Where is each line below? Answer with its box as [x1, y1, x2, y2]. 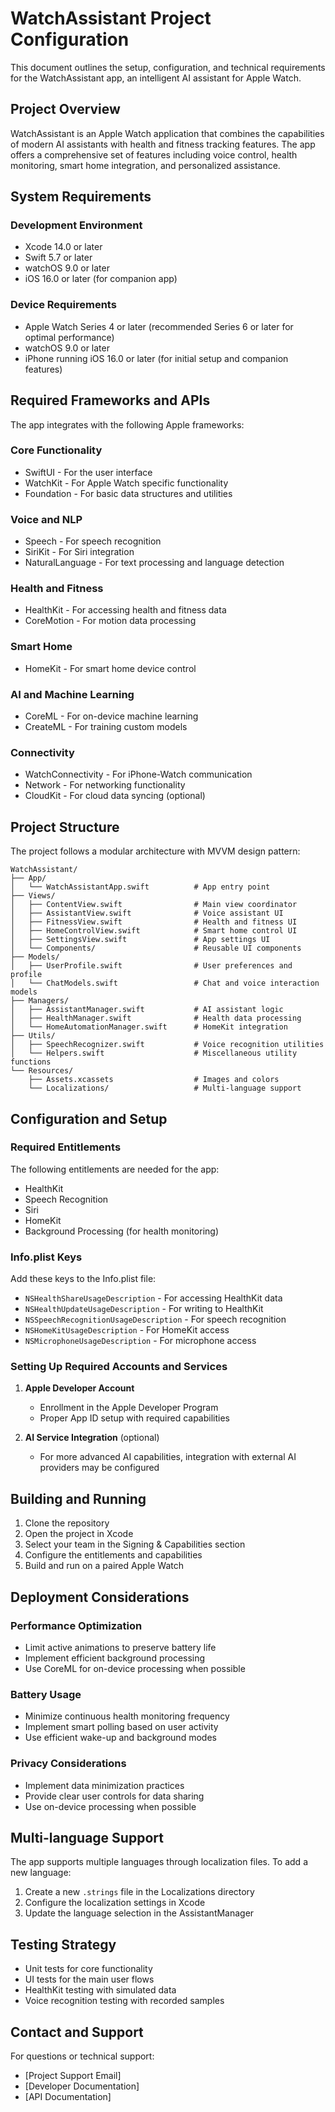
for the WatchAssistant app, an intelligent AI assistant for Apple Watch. [10, 72, 302, 84]
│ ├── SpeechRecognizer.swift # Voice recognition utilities [10, 1040, 325, 1050]
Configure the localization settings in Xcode [24, 1897, 206, 1909]
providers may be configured [39, 1462, 160, 1474]
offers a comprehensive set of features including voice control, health [10, 148, 298, 161]
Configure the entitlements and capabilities [24, 1549, 203, 1561]
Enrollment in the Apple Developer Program [39, 1402, 219, 1414]
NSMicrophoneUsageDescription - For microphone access [24, 1335, 257, 1347]
